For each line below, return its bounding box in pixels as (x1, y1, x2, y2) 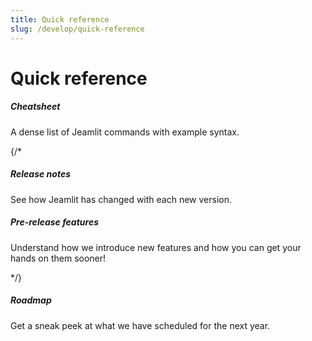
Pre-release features (10, 216, 100, 228)
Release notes (10, 168, 71, 180)
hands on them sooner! (10, 252, 107, 264)
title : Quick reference (10, 14, 110, 25)
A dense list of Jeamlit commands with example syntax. (10, 126, 240, 138)
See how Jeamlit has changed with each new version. (10, 193, 233, 205)
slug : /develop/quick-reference (10, 24, 145, 34)
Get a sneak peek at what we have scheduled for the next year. (10, 319, 271, 331)
